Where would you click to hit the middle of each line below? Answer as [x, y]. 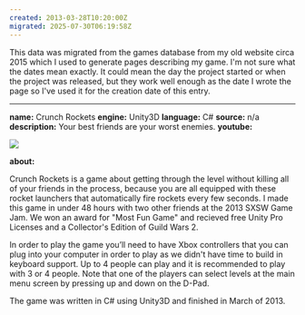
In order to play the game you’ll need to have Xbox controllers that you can [149, 244]
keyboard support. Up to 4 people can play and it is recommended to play [148, 263]
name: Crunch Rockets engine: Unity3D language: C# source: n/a [135, 117]
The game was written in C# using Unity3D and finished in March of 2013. [148, 300]
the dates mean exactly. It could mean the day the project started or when [148, 71]
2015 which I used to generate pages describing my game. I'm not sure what [152, 62]
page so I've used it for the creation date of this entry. [110, 91]
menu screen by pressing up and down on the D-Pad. [110, 283]
